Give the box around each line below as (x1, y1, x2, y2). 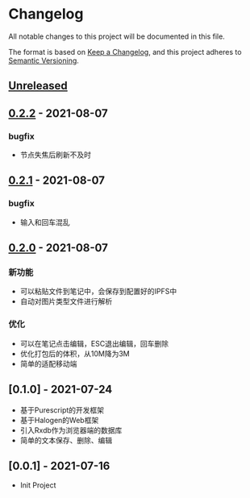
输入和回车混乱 (19, 217, 70, 226)
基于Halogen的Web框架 (19, 415, 99, 425)
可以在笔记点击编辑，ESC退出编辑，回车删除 (19, 338, 169, 348)
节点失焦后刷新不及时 (19, 150, 91, 160)
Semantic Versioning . (8, 56, 79, 65)
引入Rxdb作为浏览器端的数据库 (19, 425, 123, 435)
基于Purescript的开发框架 (19, 405, 105, 415)
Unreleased (8, 79, 69, 93)
